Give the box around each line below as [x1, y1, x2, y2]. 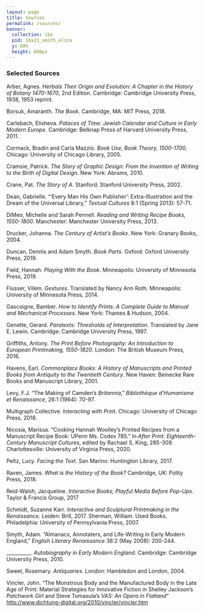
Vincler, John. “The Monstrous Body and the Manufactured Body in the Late [6, 579, 197, 587]
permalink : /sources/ [6, 20, 62, 26]
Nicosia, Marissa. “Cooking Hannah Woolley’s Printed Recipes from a [6, 426, 180, 433]
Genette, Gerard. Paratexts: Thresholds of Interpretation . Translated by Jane [6, 322, 199, 329]
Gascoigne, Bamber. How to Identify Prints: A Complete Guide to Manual [6, 303, 189, 311]
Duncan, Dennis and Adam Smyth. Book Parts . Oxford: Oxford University [6, 248, 189, 256]
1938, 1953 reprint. [6, 96, 54, 103]
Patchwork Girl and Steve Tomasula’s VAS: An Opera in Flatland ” [6, 592, 169, 600]
